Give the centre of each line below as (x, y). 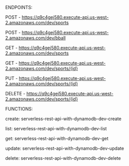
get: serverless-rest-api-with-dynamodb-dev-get (57, 139)
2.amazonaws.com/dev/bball (36, 38)
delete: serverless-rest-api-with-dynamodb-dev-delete (63, 158)
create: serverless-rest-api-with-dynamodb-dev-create (63, 119)
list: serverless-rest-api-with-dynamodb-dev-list (56, 129)
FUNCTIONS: (19, 109)
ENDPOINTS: (19, 7)
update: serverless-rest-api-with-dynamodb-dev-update (65, 148)
